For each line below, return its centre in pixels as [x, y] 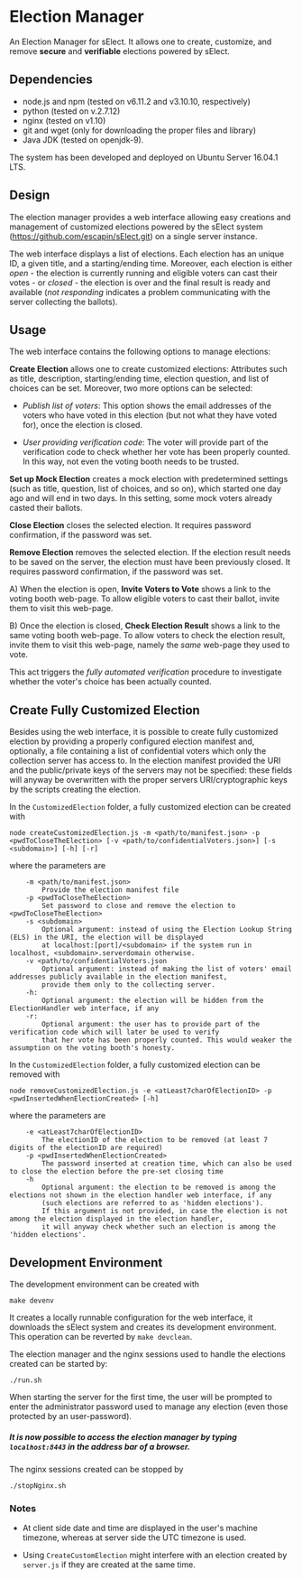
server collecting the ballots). [64, 302]
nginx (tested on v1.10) [64, 120]
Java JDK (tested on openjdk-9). [83, 139]
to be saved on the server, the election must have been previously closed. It [150, 562]
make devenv [32, 1301]
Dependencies [51, 80]
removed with [35, 1074]
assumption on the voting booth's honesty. [92, 1048]
